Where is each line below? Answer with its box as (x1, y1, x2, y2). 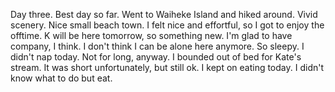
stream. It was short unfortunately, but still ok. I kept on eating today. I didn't (10, 62, 324, 73)
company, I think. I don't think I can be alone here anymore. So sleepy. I (10, 40, 305, 52)
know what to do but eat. (10, 72, 113, 84)
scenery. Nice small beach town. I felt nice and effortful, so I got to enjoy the (10, 19, 325, 31)
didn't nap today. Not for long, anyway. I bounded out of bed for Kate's (10, 51, 302, 63)
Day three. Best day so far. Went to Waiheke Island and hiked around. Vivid (10, 9, 318, 20)
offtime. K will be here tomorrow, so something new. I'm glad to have (10, 30, 293, 41)
